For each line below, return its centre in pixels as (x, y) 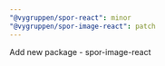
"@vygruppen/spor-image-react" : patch (82, 26)
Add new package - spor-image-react (80, 52)
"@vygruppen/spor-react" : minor (70, 18)
